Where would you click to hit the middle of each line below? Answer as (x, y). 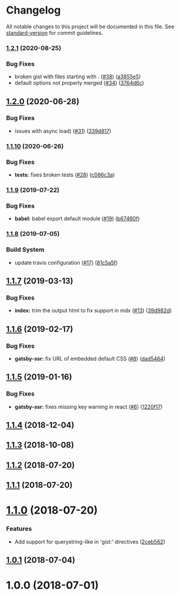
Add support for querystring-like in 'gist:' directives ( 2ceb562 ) (90, 541)
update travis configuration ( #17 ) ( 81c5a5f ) (66, 262)
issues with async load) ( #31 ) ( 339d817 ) (63, 131)
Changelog (33, 10)
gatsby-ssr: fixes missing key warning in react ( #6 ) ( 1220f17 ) (89, 407)
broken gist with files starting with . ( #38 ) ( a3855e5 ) (78, 76)
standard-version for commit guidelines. (55, 32)
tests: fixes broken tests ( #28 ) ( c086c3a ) (65, 175)
